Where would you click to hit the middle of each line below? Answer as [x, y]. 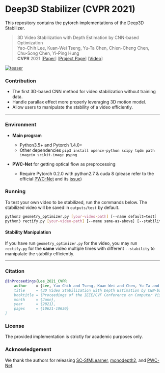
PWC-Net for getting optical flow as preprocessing [64, 164]
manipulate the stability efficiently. [40, 254]
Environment [21, 125]
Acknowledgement [28, 349]
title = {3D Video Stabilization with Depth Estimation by [80, 290]
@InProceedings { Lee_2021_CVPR [36, 281]
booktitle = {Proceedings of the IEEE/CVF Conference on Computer [83, 295]
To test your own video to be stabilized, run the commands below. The [76, 202]
